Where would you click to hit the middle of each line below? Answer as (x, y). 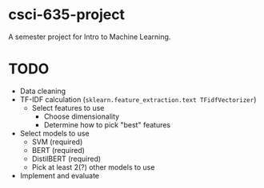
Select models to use (54, 133)
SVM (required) (57, 142)
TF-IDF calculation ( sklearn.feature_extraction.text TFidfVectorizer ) (138, 99)
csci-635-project (67, 15)
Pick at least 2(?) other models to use (93, 167)
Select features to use (68, 108)
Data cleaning (43, 91)
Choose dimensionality (82, 116)
